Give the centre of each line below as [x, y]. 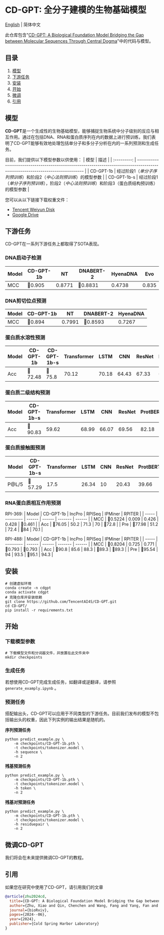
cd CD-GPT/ [16, 606]
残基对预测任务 [20, 802]
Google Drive [25, 215]
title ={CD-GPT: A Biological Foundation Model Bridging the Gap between [85, 901]
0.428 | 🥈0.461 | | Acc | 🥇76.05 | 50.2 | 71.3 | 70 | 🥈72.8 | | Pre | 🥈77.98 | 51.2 [82, 525]
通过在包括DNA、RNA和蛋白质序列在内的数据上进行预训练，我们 [87, 137]
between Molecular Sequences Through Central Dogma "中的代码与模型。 [79, 41]
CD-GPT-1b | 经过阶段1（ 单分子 [121, 171]
